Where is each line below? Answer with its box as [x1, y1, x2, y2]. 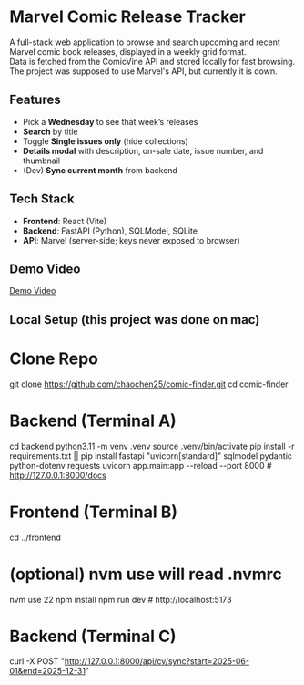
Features [9, 92, 61, 108]
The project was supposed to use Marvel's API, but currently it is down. [9, 66, 278, 77]
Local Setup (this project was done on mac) [9, 312, 260, 327]
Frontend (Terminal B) [9, 502, 178, 522]
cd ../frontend [9, 532, 61, 543]
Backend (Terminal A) [9, 410, 177, 431]
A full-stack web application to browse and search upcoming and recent [9, 36, 280, 47]
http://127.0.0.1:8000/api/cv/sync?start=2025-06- [64, 656, 250, 667]
